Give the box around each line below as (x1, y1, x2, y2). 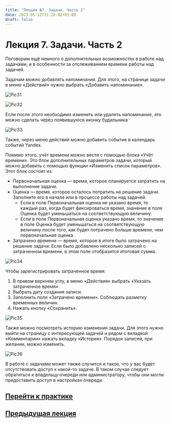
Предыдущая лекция (5, 409, 76, 418)
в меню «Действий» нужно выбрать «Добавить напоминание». (5, 82, 144, 88)
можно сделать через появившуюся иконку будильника (5, 117, 128, 123)
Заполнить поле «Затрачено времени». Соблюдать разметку (12, 294, 147, 301)
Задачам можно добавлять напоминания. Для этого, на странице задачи (5, 76, 165, 83)
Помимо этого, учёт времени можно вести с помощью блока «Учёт (5, 152, 154, 158)
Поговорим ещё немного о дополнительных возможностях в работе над (5, 56, 164, 62)
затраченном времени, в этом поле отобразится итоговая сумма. (12, 248, 157, 255)
